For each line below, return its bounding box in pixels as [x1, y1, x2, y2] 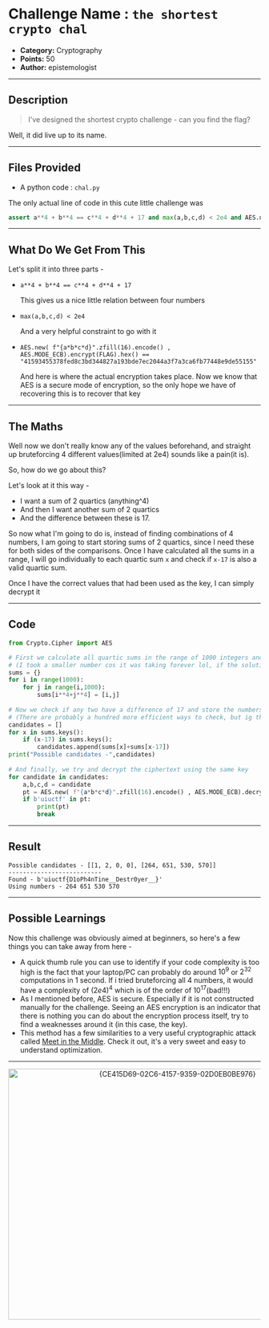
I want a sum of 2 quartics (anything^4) [19, 496, 150, 506]
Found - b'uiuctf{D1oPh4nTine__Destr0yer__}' [8, 875, 163, 883]
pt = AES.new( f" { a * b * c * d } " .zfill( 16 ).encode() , [22, 788, 192, 796]
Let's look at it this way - [8, 481, 90, 491]
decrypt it [8, 587, 41, 597]
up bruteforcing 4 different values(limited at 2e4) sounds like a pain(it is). [8, 450, 250, 459]
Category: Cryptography [19, 45, 102, 55]
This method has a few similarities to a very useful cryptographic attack [19, 1028, 256, 1037]
